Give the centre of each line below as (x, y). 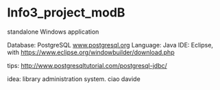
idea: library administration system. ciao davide (74, 79)
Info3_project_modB (66, 13)
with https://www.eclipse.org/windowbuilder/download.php (91, 52)
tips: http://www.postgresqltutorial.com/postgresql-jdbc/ (87, 65)
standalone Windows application (53, 32)
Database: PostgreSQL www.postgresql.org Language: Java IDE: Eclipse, (110, 45)
